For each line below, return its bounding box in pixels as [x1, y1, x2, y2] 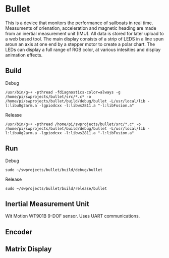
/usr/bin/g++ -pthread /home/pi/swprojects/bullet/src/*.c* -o [5, 122, 141, 127]
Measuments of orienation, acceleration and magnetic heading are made [5, 25, 156, 31]
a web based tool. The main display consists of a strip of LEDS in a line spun [5, 36, 164, 42]
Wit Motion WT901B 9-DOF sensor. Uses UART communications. [5, 213, 140, 219]
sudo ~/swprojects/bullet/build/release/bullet [5, 186, 107, 191]
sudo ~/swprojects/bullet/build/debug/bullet [5, 167, 102, 172]
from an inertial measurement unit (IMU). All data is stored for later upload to [5, 30, 164, 36]
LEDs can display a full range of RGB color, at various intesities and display [5, 46, 161, 53]
